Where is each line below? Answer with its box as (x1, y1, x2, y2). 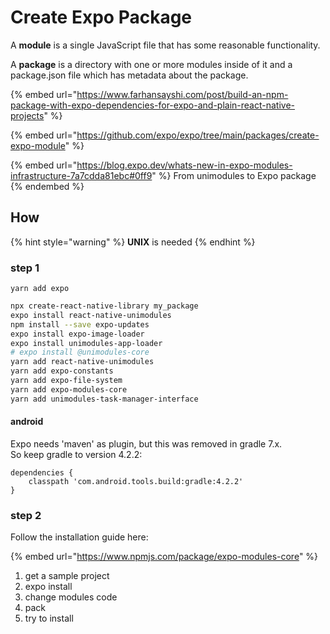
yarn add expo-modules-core (10, 384, 128, 395)
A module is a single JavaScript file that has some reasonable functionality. (10, 39, 321, 51)
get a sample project (24, 570, 110, 582)
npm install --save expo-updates (10, 319, 150, 330)
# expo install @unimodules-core (10, 347, 150, 358)
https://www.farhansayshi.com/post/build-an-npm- (76, 88, 289, 100)
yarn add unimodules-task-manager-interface (10, 394, 199, 404)
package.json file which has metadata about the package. (10, 69, 249, 81)
